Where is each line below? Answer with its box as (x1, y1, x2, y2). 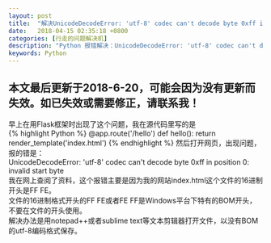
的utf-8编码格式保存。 (8, 225, 83, 235)
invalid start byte (8, 165, 65, 175)
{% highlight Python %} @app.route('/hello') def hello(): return (8, 128, 216, 138)
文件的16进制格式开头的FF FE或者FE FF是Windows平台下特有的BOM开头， (8, 195, 257, 205)
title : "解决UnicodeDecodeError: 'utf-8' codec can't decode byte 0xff (8, 19, 256, 27)
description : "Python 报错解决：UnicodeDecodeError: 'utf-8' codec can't (8, 42, 256, 50)
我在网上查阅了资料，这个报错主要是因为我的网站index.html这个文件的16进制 (8, 175, 263, 185)
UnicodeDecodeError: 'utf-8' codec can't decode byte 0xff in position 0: (8, 157, 249, 166)
